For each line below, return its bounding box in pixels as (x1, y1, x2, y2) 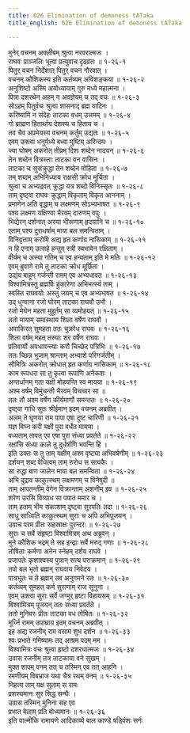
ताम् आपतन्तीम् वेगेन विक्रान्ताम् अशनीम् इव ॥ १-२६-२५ (8, 484, 147, 493)
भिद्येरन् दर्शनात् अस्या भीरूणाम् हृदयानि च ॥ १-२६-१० (8, 217, 145, 226)
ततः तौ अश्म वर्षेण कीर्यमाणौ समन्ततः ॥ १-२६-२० (8, 395, 131, 404)
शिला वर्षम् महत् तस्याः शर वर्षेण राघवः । (8, 332, 106, 342)
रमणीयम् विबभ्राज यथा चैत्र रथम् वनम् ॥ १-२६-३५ (8, 670, 132, 681)
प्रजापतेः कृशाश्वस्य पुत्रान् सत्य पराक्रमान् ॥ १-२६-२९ (8, 555, 141, 564)
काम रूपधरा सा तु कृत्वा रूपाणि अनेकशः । (8, 368, 112, 378)
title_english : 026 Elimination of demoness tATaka (8, 19, 182, 27)
